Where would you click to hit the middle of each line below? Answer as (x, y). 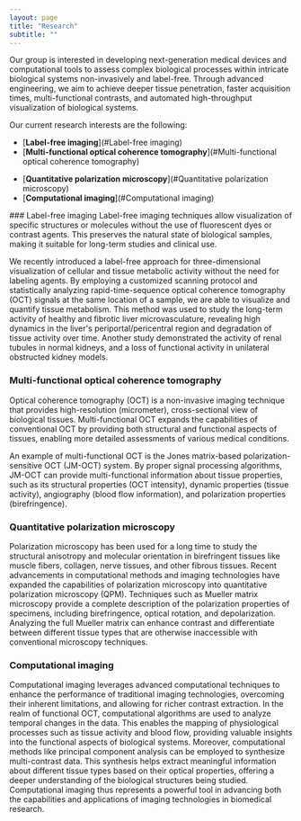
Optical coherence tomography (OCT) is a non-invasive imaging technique (147, 400)
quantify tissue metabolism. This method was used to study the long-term (146, 309)
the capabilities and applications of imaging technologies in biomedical (141, 799)
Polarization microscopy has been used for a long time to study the (133, 546)
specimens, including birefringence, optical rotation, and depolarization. (142, 613)
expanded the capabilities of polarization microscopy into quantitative (138, 585)
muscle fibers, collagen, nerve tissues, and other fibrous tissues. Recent (143, 565)
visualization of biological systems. (74, 108)
